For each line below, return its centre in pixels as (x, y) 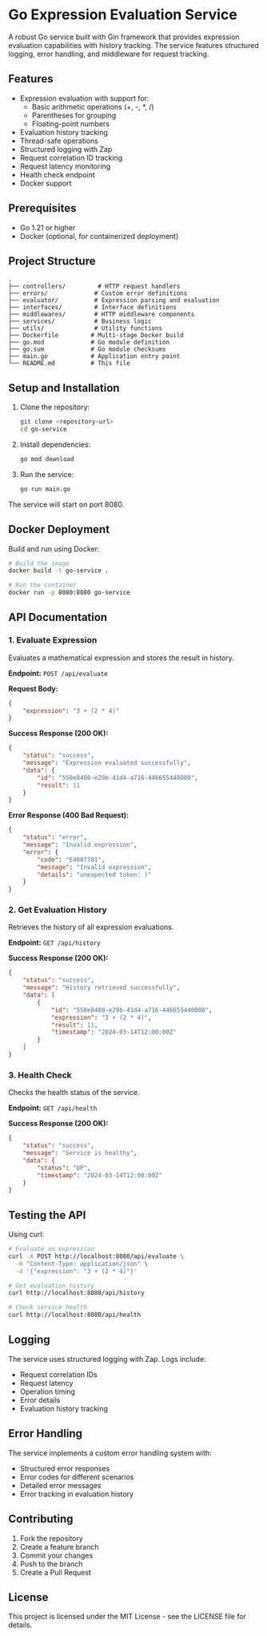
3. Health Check (40, 1075)
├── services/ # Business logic (80, 321)
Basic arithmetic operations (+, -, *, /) (93, 106)
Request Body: (33, 688)
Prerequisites (42, 208)
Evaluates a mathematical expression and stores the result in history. (121, 658)
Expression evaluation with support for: (84, 98)
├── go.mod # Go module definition (89, 342)
